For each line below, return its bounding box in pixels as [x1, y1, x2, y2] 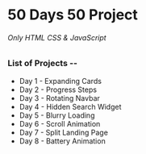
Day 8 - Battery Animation [19, 135, 106, 146]
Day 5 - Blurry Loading [19, 110, 95, 120]
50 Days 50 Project [7, 6, 139, 24]
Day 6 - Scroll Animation [19, 119, 101, 128]
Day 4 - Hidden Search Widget [19, 102, 122, 111]
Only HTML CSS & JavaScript [7, 32, 106, 42]
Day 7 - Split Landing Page [19, 127, 108, 137]
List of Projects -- [7, 58, 78, 69]
